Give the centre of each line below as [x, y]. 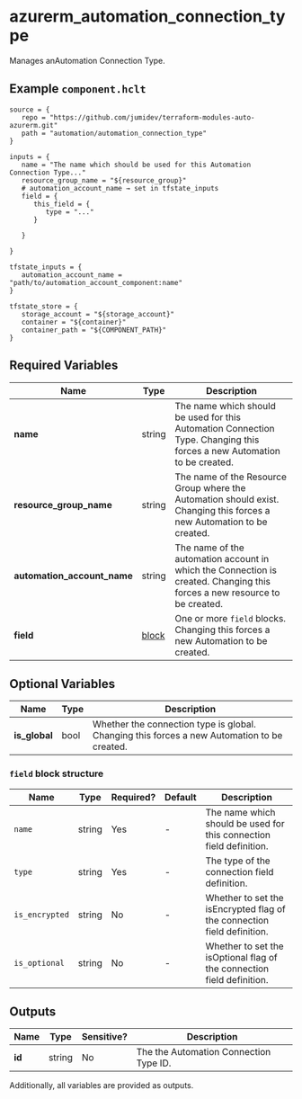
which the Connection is [226, 570]
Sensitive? [104, 1037]
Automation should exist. [227, 499]
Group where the [210, 487]
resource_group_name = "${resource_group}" [104, 180]
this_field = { [62, 204]
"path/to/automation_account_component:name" [96, 282]
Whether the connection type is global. [174, 724]
